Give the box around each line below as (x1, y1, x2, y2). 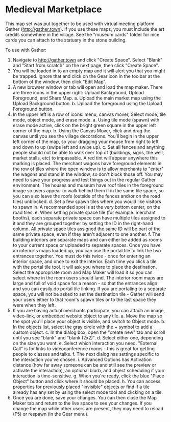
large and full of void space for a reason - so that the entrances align (12, 280, 158, 286)
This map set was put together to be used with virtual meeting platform (5, 21, 155, 27)
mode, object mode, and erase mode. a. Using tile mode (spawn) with (12, 116, 160, 123)
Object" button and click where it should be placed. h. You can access (12, 378, 161, 384)
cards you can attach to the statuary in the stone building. (5, 37, 127, 43)
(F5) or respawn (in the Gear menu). (12, 411, 89, 417)
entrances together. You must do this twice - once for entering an (12, 253, 151, 259)
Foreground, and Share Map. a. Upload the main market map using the (12, 95, 161, 101)
